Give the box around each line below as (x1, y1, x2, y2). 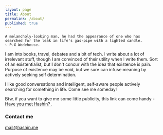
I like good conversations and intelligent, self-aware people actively (5, 81, 140, 87)
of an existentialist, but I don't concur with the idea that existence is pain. (5, 61, 152, 67)
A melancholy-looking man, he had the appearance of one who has (5, 34, 140, 39)
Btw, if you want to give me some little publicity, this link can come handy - (5, 96, 155, 102)
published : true (5, 20, 38, 26)
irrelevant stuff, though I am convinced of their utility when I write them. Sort (5, 57, 158, 62)
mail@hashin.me (5, 124, 38, 130)
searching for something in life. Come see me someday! (5, 86, 117, 93)
